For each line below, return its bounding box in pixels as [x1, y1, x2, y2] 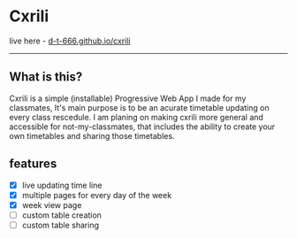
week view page [21, 199, 82, 210]
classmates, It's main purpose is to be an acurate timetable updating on [9, 102, 270, 112]
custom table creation [21, 210, 102, 220]
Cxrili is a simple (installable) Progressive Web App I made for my [9, 93, 247, 104]
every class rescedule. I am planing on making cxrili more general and [9, 112, 263, 122]
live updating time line [21, 180, 103, 190]
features [9, 157, 57, 172]
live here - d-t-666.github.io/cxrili [9, 35, 131, 46]
